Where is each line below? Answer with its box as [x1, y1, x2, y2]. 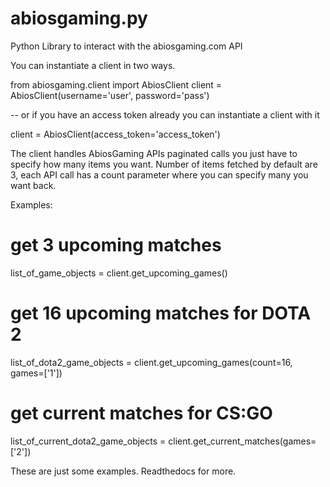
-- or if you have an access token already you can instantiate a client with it [10, 108, 320, 121]
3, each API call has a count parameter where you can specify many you [10, 168, 309, 181]
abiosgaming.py [10, 7, 148, 30]
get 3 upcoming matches [10, 234, 222, 257]
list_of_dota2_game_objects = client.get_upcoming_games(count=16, [10, 356, 293, 368]
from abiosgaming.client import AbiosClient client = [10, 78, 223, 91]
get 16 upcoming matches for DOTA [10, 302, 312, 325]
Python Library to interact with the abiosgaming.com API [10, 40, 243, 52]
